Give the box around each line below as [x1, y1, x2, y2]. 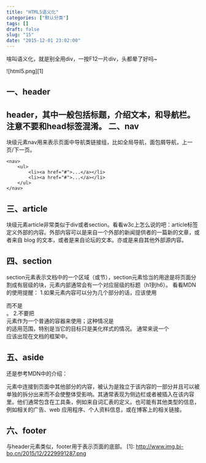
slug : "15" [6, 32, 34, 38]
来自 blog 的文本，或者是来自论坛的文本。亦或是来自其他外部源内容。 [11, 236, 187, 244]
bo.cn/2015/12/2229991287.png [6, 449, 87, 457]
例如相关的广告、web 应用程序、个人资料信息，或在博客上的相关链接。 [6, 406, 185, 413]
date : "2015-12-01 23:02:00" [6, 37, 81, 44]
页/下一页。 [6, 146, 36, 154]
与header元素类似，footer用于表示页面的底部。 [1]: [6, 443, 135, 450]
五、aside [6, 352, 44, 363]
